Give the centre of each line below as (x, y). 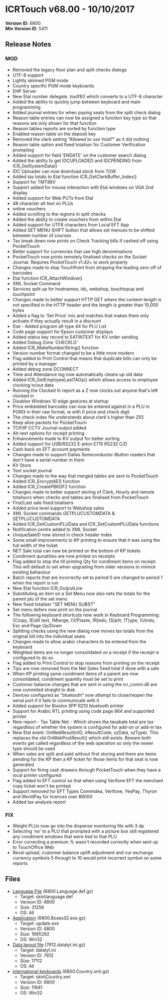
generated (23, 764)
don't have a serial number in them (48, 460)
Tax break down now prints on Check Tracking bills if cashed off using (85, 240)
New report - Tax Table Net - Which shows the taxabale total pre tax (83, 722)
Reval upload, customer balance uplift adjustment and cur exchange (83, 852)
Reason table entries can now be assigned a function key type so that (85, 118)
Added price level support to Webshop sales (58, 508)
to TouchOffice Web (33, 847)
